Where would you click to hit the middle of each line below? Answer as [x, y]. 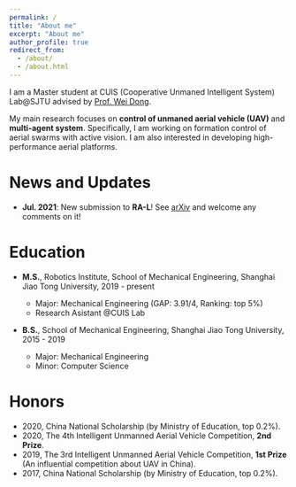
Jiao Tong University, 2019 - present [88, 286]
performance [33, 146]
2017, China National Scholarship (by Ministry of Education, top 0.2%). [150, 473]
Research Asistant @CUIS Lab [90, 313]
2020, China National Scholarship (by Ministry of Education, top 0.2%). [151, 426]
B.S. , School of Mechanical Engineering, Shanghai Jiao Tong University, [153, 329]
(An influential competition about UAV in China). [109, 464]
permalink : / [33, 17]
